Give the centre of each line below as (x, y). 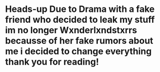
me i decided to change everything (79, 51)
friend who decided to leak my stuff (80, 20)
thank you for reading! (52, 62)
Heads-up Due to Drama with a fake (80, 9)
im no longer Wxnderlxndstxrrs (71, 30)
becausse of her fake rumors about (79, 41)
